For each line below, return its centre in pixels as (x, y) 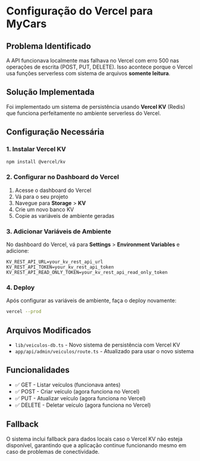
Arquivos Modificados (49, 330)
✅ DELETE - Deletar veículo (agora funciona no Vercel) (83, 405)
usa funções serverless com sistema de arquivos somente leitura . (88, 73)
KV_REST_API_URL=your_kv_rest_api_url (55, 262)
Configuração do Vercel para (80, 11)
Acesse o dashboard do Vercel (53, 190)
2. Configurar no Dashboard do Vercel (62, 177)
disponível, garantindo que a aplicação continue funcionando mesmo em (96, 445)
